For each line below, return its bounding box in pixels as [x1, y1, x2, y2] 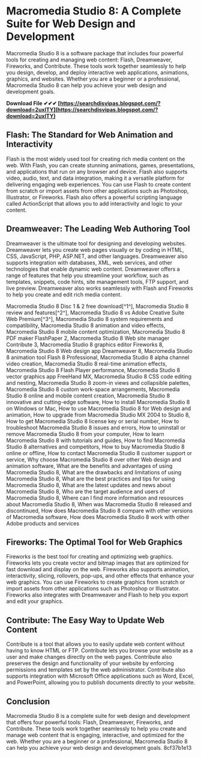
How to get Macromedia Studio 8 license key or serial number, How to [6, 417, 179, 424]
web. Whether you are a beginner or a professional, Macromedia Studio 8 [6, 738, 188, 745]
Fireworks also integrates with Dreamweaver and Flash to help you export [6, 591, 188, 599]
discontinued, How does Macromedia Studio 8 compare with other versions [6, 507, 193, 514]
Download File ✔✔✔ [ [6, 99, 61, 106]
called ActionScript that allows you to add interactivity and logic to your [6, 200, 183, 207]
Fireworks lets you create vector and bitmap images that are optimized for [6, 559, 189, 566]
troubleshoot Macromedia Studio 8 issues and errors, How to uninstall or [6, 424, 186, 431]
